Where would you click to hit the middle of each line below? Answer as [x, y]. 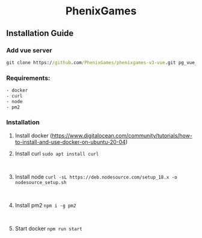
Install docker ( [33, 135]
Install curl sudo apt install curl [57, 153]
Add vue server [29, 50]
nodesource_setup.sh [41, 182]
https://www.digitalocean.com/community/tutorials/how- [122, 135]
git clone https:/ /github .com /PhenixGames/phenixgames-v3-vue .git [91, 62]
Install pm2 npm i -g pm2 [45, 205]
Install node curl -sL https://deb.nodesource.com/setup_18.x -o [96, 177]
